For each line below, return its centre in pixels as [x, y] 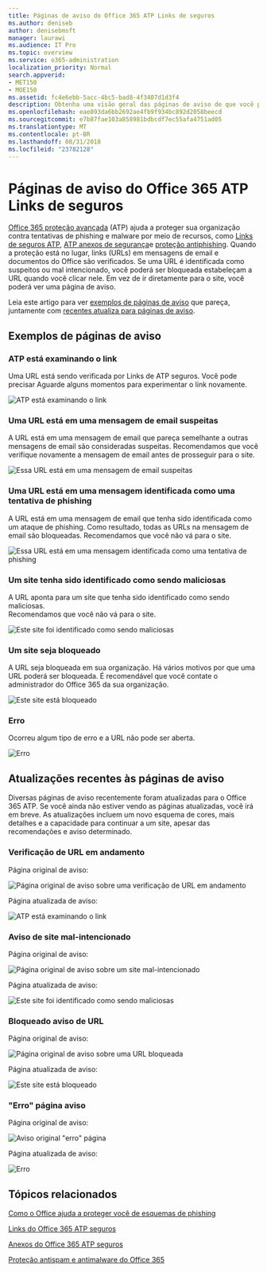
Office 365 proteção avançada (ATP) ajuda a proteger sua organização [124, 227]
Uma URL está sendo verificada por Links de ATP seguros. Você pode [123, 376]
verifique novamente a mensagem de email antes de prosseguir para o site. [132, 455]
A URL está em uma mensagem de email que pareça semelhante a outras [128, 438]
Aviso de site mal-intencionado [70, 936]
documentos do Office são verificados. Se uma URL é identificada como [126, 262]
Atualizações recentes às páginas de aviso [116, 778]
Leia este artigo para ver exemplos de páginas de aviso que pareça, [119, 302]
